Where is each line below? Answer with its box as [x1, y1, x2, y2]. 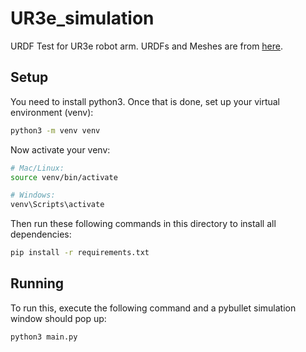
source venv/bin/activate [10, 172, 118, 182]
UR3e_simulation [10, 7, 155, 30]
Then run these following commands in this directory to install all [10, 218, 277, 230]
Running [10, 275, 65, 292]
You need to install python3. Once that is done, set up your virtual [10, 95, 280, 107]
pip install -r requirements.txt [10, 248, 150, 258]
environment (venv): [10, 106, 94, 118]
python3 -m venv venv [10, 125, 101, 136]
